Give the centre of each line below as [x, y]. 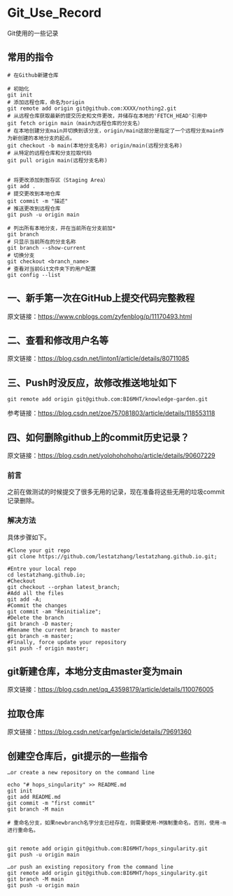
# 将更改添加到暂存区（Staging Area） [58, 180]
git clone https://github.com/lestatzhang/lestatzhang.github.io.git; [112, 556]
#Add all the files [36, 593]
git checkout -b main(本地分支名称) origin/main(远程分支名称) [95, 145]
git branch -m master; [40, 636]
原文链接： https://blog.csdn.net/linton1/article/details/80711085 [98, 359]
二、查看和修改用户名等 [58, 340]
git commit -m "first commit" [51, 803]
